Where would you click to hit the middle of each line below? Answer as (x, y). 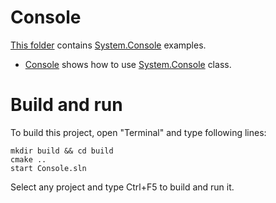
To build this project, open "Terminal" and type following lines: (138, 132)
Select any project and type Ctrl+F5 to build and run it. (122, 187)
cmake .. (28, 159)
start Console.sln (48, 168)
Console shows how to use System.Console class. (128, 64)
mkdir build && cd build (62, 151)
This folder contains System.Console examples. (108, 45)
